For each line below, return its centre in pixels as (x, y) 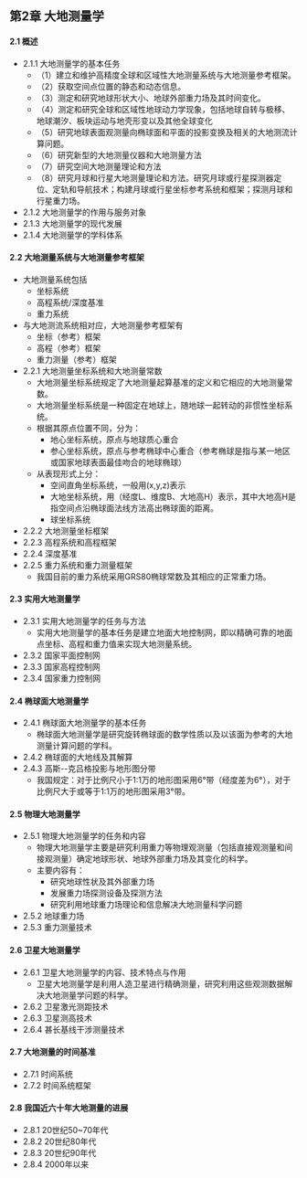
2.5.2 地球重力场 (53, 916)
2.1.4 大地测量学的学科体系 (73, 235)
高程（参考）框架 (69, 348)
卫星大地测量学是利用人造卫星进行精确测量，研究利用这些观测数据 (160, 983)
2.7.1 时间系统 (48, 1074)
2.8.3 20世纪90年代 (59, 1153)
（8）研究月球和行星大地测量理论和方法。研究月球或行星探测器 (155, 177)
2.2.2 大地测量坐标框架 (66, 531)
